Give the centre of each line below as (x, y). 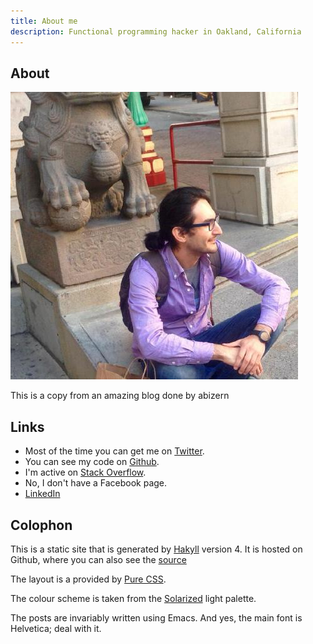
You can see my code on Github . (92, 462)
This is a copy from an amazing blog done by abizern (120, 396)
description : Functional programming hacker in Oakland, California (156, 31)
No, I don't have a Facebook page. (96, 483)
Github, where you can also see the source (98, 559)
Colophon (41, 525)
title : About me (44, 21)
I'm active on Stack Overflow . (85, 472)
